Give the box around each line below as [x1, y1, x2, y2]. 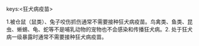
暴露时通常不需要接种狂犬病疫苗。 [22, 33, 107, 41]
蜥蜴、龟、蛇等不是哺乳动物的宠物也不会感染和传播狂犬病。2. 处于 [16, 26, 183, 33]
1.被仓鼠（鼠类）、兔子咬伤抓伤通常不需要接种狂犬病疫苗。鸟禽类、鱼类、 [6, 18, 188, 25]
